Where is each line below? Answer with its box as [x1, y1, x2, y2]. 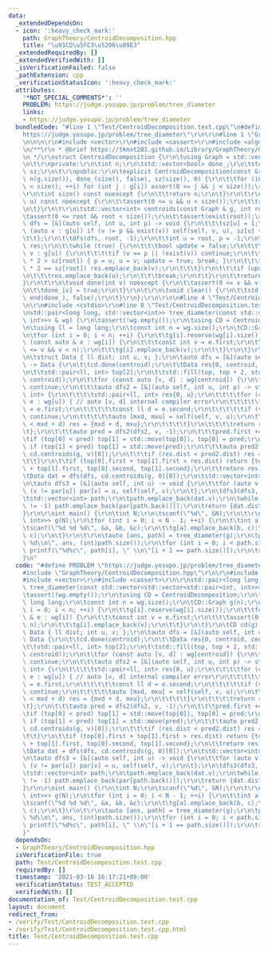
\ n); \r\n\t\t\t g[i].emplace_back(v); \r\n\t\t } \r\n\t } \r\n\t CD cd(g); [22, 621, 262, 629]
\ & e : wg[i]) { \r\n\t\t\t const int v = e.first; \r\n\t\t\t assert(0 [22, 613, 259, 621]
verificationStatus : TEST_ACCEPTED [15, 880, 134, 889]
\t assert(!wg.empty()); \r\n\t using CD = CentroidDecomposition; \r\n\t [22, 591, 262, 599]
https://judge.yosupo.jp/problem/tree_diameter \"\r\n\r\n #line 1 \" [22, 130, 255, 138]
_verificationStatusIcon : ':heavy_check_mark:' [15, 78, 177, 86]
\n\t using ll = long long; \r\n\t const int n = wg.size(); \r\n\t [22, 324, 241, 332]
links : [22, 109, 45, 117]
